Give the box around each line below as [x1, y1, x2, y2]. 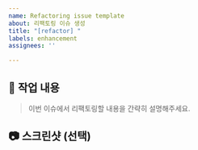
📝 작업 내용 [8, 81, 61, 94]
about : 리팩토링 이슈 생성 [8, 19, 86, 27]
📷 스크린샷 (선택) [8, 130, 91, 144]
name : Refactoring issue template [8, 11, 125, 20]
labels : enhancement [8, 34, 78, 43]
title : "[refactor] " [8, 27, 82, 35]
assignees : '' [8, 42, 57, 50]
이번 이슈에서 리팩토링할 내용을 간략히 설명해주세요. [27, 103, 191, 113]
